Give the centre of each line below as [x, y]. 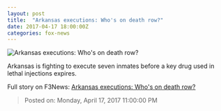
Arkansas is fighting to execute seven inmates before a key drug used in [111, 66]
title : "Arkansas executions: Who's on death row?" [85, 20]
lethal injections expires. [42, 74]
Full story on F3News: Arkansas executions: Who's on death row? [101, 87]
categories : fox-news [39, 33]
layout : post [26, 14]
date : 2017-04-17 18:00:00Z [48, 26]
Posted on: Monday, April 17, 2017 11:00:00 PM [91, 101]
